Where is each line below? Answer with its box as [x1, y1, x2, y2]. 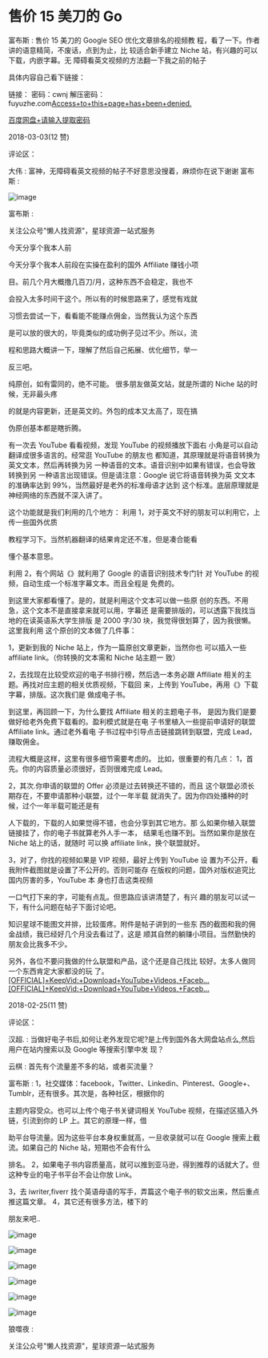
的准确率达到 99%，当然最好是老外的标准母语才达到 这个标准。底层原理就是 [8, 480, 259, 490]
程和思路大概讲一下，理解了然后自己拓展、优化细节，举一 [8, 345, 198, 354]
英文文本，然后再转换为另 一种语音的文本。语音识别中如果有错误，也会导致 [8, 460, 256, 470]
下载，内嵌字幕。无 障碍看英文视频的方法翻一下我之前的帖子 [8, 55, 206, 65]
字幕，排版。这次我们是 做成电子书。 [8, 689, 130, 699]
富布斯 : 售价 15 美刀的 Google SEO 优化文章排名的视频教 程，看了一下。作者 [8, 35, 261, 45]
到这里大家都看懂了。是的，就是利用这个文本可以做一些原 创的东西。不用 [8, 595, 249, 605]
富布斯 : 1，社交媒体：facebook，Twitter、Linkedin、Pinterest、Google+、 [8, 1078, 254, 1088]
